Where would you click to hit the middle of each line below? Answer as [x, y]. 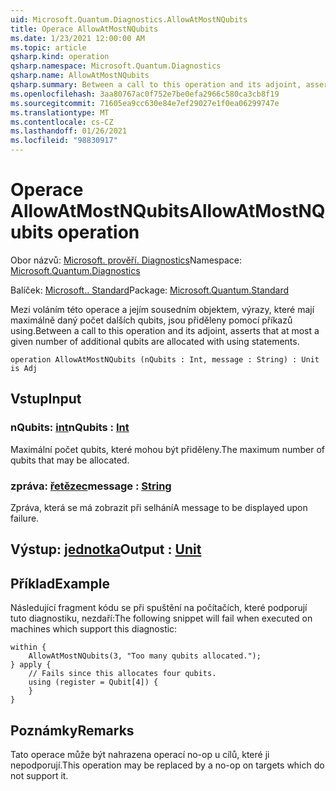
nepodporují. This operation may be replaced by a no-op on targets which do [167, 765]
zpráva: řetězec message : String [91, 486]
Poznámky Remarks [72, 730]
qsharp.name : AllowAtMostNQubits [80, 76]
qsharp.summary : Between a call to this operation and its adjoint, [156, 85]
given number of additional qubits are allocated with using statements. [155, 341]
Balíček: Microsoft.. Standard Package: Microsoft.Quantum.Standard [150, 290]
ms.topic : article [48, 47]
